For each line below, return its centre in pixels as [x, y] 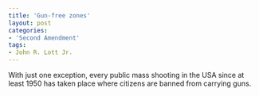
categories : [28, 30]
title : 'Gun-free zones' [49, 15]
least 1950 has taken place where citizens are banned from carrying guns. [130, 83]
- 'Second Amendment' [44, 38]
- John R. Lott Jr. [41, 52]
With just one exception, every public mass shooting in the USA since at [126, 75]
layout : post [30, 23]
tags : [17, 45]
